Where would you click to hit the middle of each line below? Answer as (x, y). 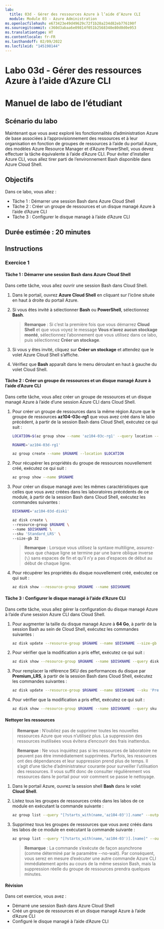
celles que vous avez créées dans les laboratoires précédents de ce (81, 492)
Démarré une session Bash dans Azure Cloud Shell (63, 906)
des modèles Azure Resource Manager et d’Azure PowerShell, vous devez (79, 149)
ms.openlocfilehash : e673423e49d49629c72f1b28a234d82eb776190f (71, 23)
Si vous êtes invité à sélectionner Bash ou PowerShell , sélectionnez (81, 310)
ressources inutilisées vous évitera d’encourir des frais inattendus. (83, 741)
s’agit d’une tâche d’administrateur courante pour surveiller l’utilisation (87, 766)
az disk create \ (30, 520)
